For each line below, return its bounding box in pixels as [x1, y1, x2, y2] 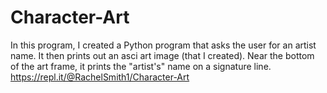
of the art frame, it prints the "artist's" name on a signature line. [10, 60, 272, 72]
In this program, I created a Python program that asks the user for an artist [10, 39, 317, 51]
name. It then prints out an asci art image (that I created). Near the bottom [10, 49, 315, 61]
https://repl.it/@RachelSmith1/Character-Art [10, 71, 190, 83]
